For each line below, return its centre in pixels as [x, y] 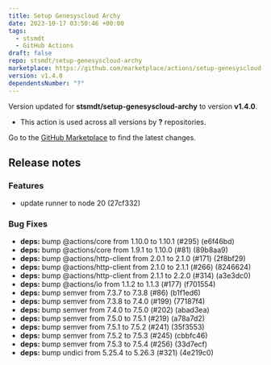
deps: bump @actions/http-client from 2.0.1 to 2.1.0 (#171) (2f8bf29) [133, 259]
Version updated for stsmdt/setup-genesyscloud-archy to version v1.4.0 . [133, 106]
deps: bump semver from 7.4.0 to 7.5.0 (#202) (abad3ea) [115, 310]
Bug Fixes [28, 224]
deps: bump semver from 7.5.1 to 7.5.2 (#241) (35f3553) [112, 327]
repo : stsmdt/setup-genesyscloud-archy [75, 61]
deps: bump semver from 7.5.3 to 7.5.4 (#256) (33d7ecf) [114, 344]
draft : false [30, 53]
